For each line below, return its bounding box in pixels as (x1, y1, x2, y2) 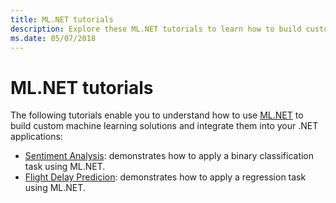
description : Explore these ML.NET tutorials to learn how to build (10, 24, 302, 34)
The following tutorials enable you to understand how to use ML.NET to (10, 109, 304, 121)
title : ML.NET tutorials (10, 14, 114, 25)
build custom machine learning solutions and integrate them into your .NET (10, 120, 319, 132)
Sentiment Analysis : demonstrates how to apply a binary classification (24, 150, 315, 162)
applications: (10, 131, 63, 143)
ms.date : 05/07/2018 (10, 33, 97, 43)
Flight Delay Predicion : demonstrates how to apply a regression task (24, 171, 307, 183)
